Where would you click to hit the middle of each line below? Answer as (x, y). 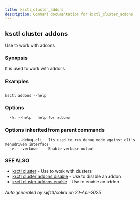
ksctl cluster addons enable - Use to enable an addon (66, 181)
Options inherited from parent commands (55, 130)
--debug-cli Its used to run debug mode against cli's (77, 140)
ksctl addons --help (26, 95)
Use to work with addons (30, 45)
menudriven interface (27, 144)
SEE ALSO (17, 161)
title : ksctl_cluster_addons (34, 9)
